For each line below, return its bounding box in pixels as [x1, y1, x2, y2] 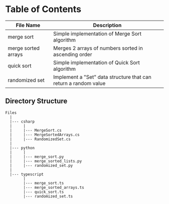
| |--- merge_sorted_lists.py [10, 158, 82, 164]
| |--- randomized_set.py [10, 163, 73, 168]
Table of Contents [5, 4, 81, 15]
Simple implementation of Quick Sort [53, 59, 140, 66]
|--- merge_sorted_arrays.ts [23, 185, 84, 190]
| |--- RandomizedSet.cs [10, 137, 71, 142]
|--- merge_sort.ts [23, 180, 64, 185]
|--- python [10, 145, 35, 150]
